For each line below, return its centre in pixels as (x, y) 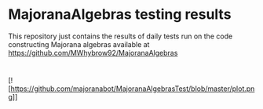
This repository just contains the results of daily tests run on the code (121, 36)
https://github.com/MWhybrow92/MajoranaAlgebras (93, 53)
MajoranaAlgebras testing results (120, 15)
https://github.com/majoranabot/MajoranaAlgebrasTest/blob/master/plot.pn (133, 89)
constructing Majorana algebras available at (79, 44)
